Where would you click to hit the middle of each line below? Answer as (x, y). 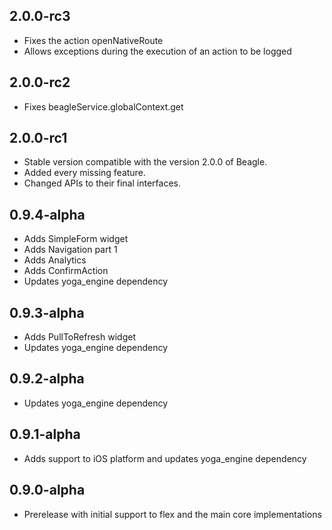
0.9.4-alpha (47, 214)
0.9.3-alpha (47, 312)
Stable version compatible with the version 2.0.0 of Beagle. (145, 162)
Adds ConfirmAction (66, 271)
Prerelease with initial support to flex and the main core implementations (172, 514)
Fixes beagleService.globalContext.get (103, 106)
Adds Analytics (55, 260)
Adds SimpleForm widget (76, 239)
